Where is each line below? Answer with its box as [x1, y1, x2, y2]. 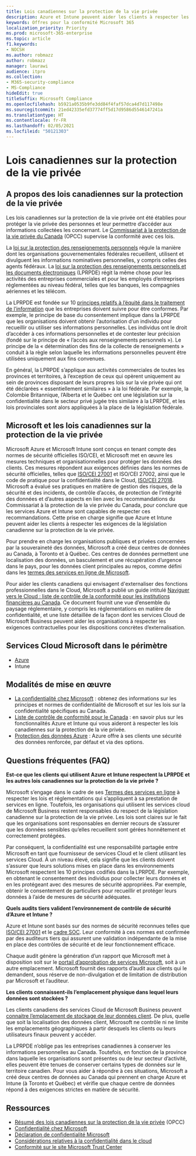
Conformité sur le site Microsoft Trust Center [14, 1143, 123, 1150]
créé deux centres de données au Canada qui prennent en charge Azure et [6, 1073, 187, 1081]
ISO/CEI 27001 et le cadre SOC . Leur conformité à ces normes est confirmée [6, 929, 190, 936]
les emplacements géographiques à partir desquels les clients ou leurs [6, 1025, 176, 1032]
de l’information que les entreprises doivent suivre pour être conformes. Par [6, 305, 188, 312]
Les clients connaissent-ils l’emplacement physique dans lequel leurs [6, 988, 179, 996]
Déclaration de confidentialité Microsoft [14, 1131, 110, 1138]
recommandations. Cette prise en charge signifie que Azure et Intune [6, 514, 172, 521]
